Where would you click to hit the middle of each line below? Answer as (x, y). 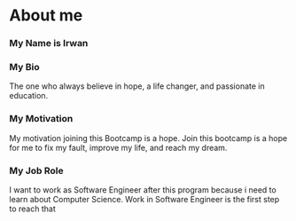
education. (29, 96)
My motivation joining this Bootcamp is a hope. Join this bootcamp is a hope (148, 138)
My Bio (24, 67)
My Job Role (36, 170)
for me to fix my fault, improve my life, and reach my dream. (118, 147)
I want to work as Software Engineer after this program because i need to (143, 190)
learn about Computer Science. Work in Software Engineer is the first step (144, 199)
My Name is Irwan (49, 43)
